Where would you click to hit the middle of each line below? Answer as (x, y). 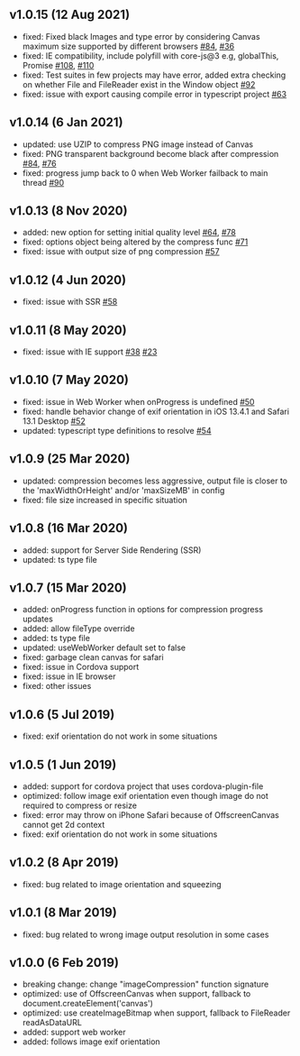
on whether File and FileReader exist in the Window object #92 (139, 84)
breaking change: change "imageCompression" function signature (145, 984)
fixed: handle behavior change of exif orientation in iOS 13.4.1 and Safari (156, 411)
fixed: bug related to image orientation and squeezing (122, 884)
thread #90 (43, 182)
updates (38, 619)
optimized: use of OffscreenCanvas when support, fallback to (136, 994)
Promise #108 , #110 (58, 65)
